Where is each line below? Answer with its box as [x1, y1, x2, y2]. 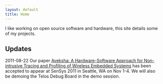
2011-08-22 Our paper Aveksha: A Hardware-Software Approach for [5, 57, 143, 64]
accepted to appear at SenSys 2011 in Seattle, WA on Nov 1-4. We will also [5, 68, 156, 74]
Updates [5, 45, 32, 53]
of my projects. [5, 30, 36, 36]
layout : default [5, 7, 38, 12]
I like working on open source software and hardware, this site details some [5, 25, 158, 31]
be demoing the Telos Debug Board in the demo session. [5, 73, 120, 79]
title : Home [5, 12, 29, 17]
